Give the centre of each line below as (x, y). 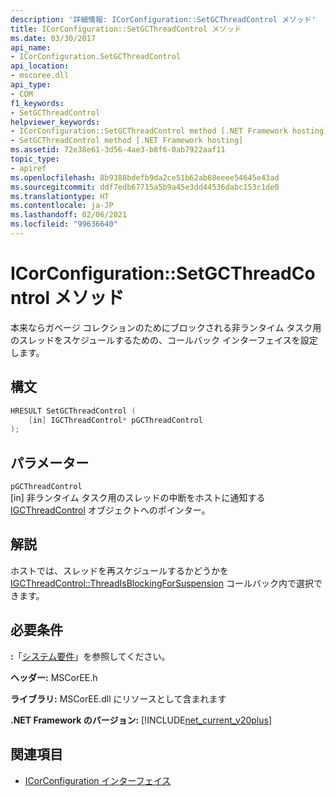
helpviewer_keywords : (55, 122)
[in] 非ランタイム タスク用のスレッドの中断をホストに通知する (138, 498)
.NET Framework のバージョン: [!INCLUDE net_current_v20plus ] (141, 720)
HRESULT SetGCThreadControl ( (73, 411)
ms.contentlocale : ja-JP (62, 206)
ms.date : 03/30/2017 (53, 38)
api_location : (40, 66)
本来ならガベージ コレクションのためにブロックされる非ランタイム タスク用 (166, 327)
